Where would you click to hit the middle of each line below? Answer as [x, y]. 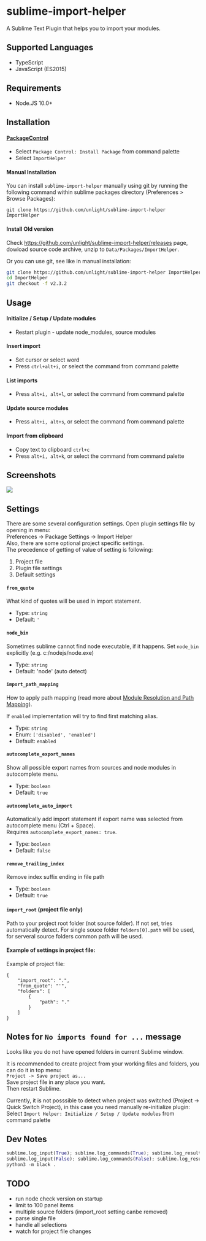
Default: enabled [36, 741]
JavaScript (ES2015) [41, 69]
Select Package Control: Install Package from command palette [97, 152]
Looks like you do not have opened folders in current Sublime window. [95, 1051]
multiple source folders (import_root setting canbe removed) [91, 1212]
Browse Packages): [31, 199]
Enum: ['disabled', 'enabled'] [55, 734]
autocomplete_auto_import [39, 806]
